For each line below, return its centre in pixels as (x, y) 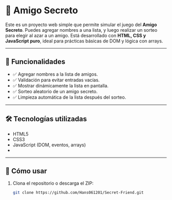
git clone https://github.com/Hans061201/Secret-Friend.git (78, 193)
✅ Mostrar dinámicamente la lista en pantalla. (61, 85)
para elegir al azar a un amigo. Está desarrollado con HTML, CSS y (76, 35)
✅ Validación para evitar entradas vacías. (56, 80)
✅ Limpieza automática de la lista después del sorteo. (69, 97)
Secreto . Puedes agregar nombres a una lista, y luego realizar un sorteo (81, 30)
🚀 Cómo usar (26, 171)
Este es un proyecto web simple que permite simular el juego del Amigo (81, 25)
